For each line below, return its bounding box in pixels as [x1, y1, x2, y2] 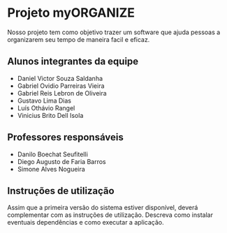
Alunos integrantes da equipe [7, 56, 139, 68]
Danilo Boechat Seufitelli [17, 150, 89, 158]
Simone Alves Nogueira [17, 165, 85, 173]
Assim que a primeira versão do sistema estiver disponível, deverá [7, 204, 198, 212]
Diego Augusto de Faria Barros [17, 157, 106, 165]
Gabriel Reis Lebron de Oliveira [17, 89, 107, 97]
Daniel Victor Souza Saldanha [17, 74, 103, 82]
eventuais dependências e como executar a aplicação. [7, 218, 164, 227]
